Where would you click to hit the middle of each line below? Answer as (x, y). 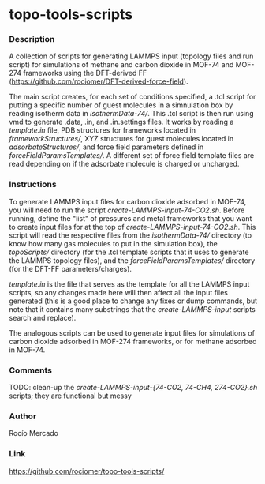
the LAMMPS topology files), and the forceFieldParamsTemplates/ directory (132, 260)
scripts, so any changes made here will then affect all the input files (118, 292)
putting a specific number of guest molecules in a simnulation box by (121, 105)
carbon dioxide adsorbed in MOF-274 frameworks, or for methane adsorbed (133, 341)
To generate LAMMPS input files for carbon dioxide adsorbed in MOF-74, (128, 201)
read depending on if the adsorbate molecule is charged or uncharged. (124, 164)
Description (32, 39)
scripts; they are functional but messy (71, 396)
